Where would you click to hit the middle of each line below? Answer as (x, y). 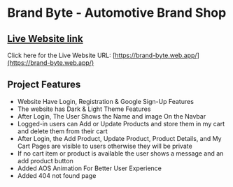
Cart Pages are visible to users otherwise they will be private (105, 146)
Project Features (44, 85)
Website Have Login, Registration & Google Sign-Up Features (106, 101)
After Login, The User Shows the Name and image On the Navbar (112, 116)
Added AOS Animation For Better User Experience (90, 168)
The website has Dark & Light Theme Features (84, 109)
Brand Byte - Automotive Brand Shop (117, 13)
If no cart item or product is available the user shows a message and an (120, 153)
